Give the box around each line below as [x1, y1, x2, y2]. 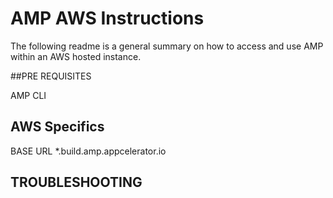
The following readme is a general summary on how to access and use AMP [10, 40, 324, 52]
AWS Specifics [10, 118, 105, 136]
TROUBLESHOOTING [10, 174, 143, 191]
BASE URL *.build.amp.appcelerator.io [10, 145, 167, 157]
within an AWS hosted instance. [10, 50, 142, 62]
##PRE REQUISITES [10, 70, 92, 82]
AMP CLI [10, 89, 47, 101]
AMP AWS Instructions [10, 7, 205, 30]
